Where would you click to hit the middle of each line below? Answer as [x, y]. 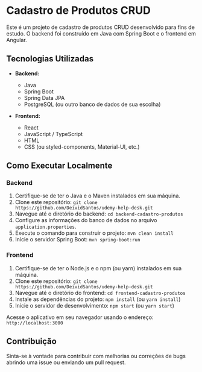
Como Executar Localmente [59, 166]
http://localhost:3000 [35, 323]
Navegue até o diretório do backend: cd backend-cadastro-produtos [99, 214]
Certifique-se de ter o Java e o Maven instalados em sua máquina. [98, 196]
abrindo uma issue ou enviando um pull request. [66, 362]
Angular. [17, 40]
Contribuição [32, 342]
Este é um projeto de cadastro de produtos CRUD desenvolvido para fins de [100, 27]
